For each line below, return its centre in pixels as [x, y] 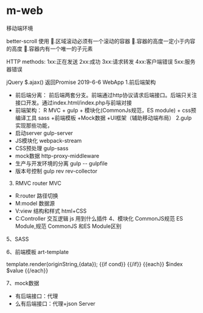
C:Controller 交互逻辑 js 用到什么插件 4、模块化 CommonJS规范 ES [99, 218]
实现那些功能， [34, 125]
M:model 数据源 [35, 203]
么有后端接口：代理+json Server [55, 303]
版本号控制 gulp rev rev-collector [56, 171]
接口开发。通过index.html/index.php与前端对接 [74, 102]
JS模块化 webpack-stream [48, 140]
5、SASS [18, 239]
